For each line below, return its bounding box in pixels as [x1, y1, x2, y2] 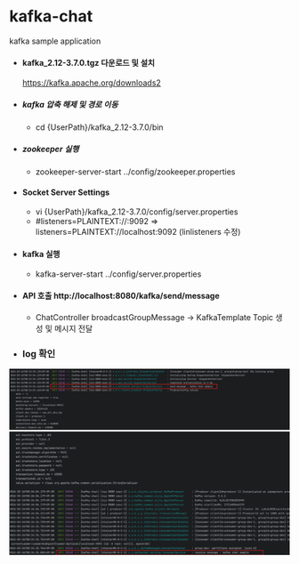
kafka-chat [9, 6, 93, 27]
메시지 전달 [54, 323, 93, 334]
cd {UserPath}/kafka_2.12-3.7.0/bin [35, 122, 164, 133]
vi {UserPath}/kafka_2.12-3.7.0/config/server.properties [35, 206, 238, 217]
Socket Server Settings [21, 187, 110, 197]
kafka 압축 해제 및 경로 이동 [21, 99, 118, 109]
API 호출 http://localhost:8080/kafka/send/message [21, 291, 220, 302]
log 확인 [21, 347, 56, 359]
